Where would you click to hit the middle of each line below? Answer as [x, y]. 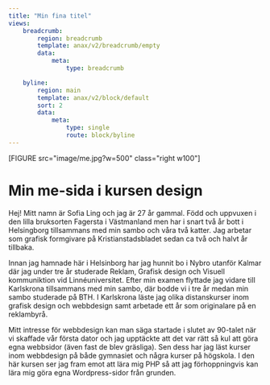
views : [19, 23]
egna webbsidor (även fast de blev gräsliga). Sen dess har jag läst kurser [130, 346]
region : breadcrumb [70, 38]
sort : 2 [50, 106]
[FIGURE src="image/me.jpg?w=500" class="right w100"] [104, 158]
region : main [59, 90]
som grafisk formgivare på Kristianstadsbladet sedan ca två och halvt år [128, 238]
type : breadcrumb [95, 68]
